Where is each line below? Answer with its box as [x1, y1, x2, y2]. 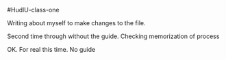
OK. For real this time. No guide [7, 46, 96, 53]
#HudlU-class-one [7, 6, 60, 14]
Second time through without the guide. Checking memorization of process [7, 32, 220, 40]
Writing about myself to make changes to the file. [7, 19, 146, 27]
